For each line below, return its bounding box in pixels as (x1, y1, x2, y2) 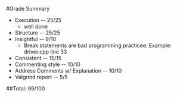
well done (23, 23, 48, 30)
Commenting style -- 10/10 (14, 61, 80, 68)
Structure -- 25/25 (14, 29, 61, 36)
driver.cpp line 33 (23, 48, 67, 55)
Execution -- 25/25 (14, 17, 62, 23)
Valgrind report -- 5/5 (14, 74, 68, 80)
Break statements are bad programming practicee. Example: (23, 42, 172, 49)
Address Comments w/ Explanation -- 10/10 (14, 67, 122, 74)
